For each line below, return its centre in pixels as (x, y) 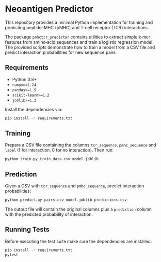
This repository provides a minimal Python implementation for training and (79, 22)
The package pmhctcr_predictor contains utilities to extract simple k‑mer (78, 37)
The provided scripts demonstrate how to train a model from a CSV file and (80, 47)
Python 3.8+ (24, 79)
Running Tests (27, 230)
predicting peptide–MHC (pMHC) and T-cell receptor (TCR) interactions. (77, 27)
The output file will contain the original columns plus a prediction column (78, 209)
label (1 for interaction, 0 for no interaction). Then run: (59, 150)
